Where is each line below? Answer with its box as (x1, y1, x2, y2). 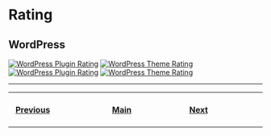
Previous (15, 105, 51, 115)
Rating (8, 6, 53, 24)
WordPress (8, 38, 66, 52)
